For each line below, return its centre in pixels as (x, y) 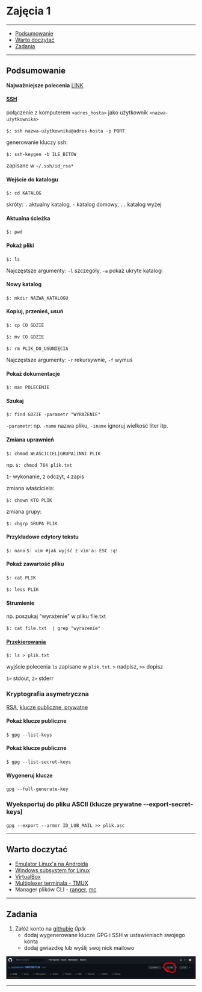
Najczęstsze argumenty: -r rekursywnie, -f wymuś (70, 360)
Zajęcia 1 (29, 11)
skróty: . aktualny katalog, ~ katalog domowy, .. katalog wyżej (84, 204)
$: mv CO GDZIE (25, 337)
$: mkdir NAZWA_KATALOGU (37, 298)
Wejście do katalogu (32, 179)
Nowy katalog (24, 284)
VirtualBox (28, 877)
